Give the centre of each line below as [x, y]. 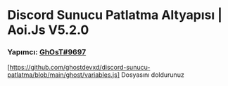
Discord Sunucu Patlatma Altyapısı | [115, 15]
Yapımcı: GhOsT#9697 [47, 52]
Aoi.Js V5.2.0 [48, 30]
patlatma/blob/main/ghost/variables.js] [63, 75]
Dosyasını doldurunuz [152, 75]
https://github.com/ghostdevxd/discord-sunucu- [80, 68]
